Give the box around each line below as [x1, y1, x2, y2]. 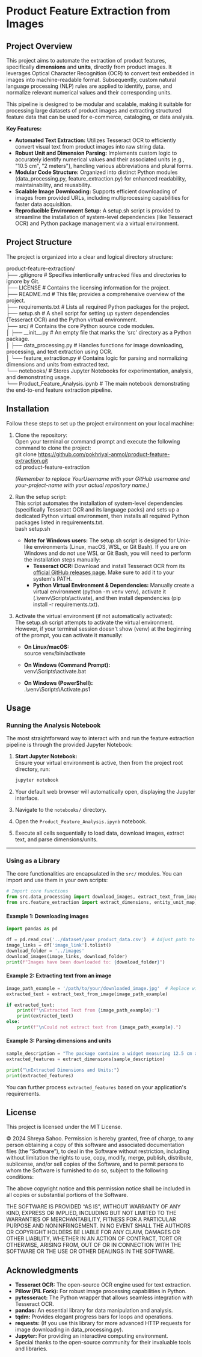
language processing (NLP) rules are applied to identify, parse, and [6, 82, 173, 90]
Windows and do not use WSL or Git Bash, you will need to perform [23, 549, 191, 557]
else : [6, 1019, 20, 1025]
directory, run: [14, 765, 50, 773]
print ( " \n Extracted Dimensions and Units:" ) [6, 1067, 120, 1073]
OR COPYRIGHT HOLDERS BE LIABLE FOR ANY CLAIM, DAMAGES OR [6, 1229, 180, 1236]
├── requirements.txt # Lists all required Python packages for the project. [6, 303, 190, 311]
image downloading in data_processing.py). [14, 1326, 123, 1334]
